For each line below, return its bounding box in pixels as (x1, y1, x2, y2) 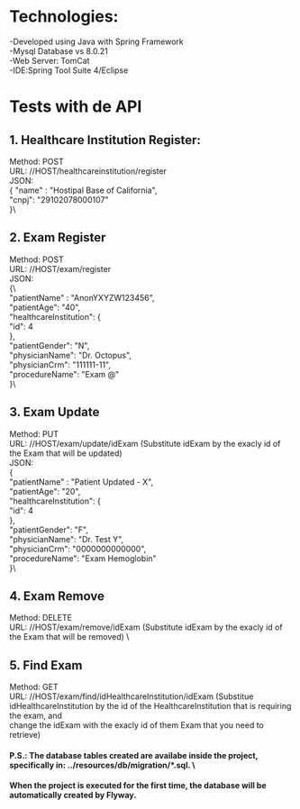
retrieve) (9, 730, 41, 741)
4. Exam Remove (9, 588, 105, 604)
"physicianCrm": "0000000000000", (9, 543, 147, 554)
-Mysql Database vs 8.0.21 (9, 45, 108, 56)
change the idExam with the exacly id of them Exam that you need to (9, 720, 264, 731)
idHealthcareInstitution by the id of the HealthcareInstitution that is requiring (9, 701, 292, 712)
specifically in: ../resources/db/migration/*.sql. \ (9, 759, 195, 770)
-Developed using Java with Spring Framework (9, 36, 185, 47)
